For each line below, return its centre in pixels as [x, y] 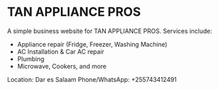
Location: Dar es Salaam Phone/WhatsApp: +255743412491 [92, 79]
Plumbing [31, 58]
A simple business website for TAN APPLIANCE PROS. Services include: [110, 31]
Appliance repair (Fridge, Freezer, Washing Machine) [92, 44]
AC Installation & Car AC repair [61, 52]
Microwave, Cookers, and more [62, 66]
